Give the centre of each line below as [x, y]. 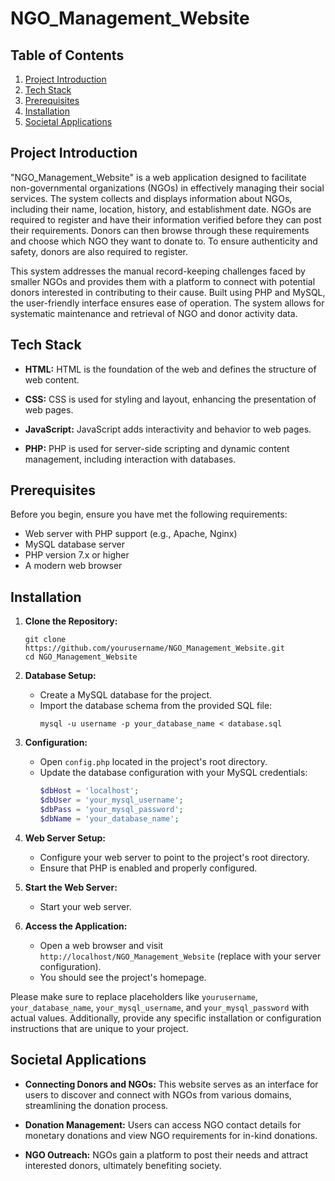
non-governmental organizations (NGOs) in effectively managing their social [167, 188]
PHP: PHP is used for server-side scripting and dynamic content [157, 448]
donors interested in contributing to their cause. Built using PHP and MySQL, [168, 292]
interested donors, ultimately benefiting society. [123, 1165]
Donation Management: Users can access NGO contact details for [163, 1124]
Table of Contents [67, 55]
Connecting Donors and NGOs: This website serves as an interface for [171, 1084]
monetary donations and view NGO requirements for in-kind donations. [171, 1135]
